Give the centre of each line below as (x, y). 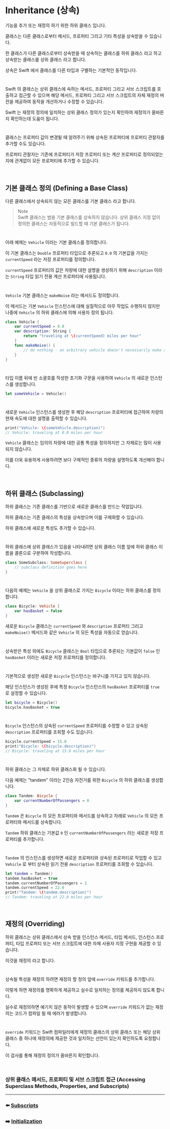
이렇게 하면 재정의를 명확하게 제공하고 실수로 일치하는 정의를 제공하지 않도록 (80, 990)
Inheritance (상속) (42, 10)
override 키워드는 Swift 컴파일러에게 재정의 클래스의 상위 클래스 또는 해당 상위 (83, 1032)
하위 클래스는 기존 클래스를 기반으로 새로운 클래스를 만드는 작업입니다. (74, 507)
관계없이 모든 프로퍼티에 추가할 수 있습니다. (57, 161)
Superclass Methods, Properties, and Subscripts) (67, 1087)
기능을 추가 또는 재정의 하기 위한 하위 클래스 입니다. (56, 25)
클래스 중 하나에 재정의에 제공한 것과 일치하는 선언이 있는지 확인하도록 (74, 1038)
